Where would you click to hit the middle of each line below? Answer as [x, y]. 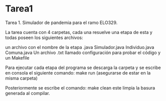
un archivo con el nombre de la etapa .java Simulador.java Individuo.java [80, 47]
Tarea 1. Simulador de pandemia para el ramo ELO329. [61, 22]
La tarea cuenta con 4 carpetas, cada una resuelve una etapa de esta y [79, 32]
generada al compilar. [28, 93]
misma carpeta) [21, 78]
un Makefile [17, 57]
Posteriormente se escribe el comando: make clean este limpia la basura [80, 87]
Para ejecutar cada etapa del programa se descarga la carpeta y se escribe [83, 67]
